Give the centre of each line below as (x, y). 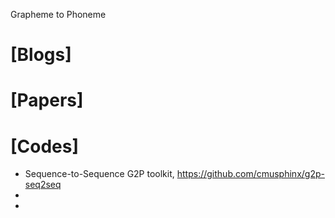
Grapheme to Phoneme (58, 14)
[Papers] (47, 100)
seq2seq (43, 185)
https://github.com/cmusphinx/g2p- (250, 174)
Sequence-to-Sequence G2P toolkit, (99, 174)
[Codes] (45, 146)
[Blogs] (41, 55)
